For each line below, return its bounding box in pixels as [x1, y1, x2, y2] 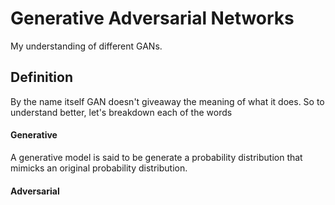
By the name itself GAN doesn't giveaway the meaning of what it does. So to [10, 95, 325, 107]
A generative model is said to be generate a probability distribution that [10, 151, 303, 163]
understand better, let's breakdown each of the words [10, 106, 233, 118]
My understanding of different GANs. [10, 40, 163, 52]
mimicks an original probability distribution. [10, 162, 188, 174]
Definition [10, 69, 73, 86]
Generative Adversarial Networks [10, 7, 295, 30]
